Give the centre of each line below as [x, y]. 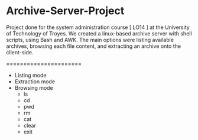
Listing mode [30, 75]
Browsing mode [34, 87]
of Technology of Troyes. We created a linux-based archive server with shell [99, 33]
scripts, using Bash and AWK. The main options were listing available [90, 40]
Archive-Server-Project [65, 11]
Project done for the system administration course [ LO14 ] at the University [98, 27]
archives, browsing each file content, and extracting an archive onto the [94, 46]
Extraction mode [35, 82]
